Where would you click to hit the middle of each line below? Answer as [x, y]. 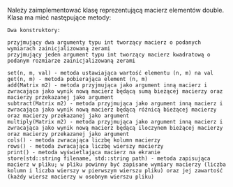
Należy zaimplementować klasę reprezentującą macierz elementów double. [116, 10]
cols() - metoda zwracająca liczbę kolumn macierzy [84, 140]
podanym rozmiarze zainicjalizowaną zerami [72, 61]
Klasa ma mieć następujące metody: [59, 17]
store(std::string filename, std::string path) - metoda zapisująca [109, 158]
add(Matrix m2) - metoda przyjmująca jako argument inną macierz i [107, 85]
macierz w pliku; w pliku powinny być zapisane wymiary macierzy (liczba [117, 165]
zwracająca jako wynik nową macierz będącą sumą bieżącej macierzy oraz [115, 91]
